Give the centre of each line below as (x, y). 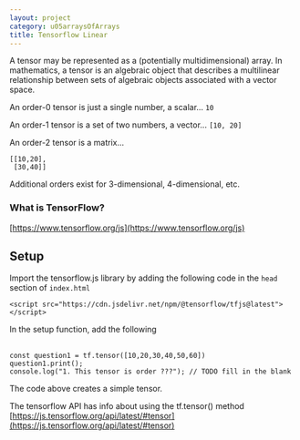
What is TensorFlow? (57, 208)
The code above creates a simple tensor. (86, 389)
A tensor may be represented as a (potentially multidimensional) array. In (146, 61)
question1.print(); (47, 364)
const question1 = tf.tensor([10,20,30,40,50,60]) (108, 356)
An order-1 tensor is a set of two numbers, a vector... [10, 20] (126, 125)
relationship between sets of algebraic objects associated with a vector (143, 80)
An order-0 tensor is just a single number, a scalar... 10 (112, 107)
